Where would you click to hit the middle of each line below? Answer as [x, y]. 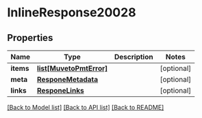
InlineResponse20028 [72, 13]
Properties [30, 38]
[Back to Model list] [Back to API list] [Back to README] [86, 107]
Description [134, 57]
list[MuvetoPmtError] [72, 68]
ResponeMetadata [67, 79]
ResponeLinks [60, 90]
